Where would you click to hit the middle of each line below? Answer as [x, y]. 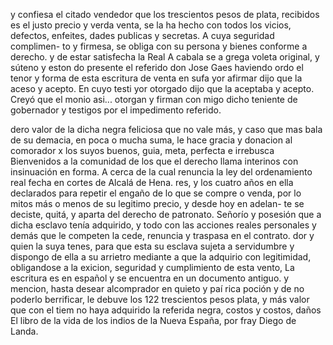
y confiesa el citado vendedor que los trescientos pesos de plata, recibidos [165, 14]
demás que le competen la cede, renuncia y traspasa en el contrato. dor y [162, 235]
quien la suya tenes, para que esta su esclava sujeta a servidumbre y [152, 246]
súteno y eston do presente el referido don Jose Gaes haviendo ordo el [157, 67]
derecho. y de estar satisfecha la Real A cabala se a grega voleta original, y [165, 57]
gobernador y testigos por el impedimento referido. [116, 110]
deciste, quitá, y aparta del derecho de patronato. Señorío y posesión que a [166, 214]
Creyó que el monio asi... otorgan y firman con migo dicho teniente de [154, 99]
